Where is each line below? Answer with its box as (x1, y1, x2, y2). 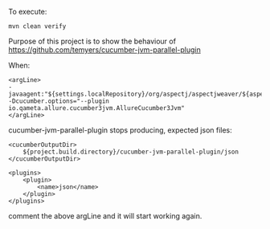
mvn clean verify (8, 22, 67, 31)
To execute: (8, 7, 47, 16)
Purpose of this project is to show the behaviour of (8, 36, 177, 46)
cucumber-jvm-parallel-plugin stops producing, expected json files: (8, 125, 233, 135)
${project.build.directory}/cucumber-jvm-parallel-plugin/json (22, 148, 239, 156)
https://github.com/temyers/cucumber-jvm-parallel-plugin (8, 45, 201, 55)
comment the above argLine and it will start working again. (8, 211, 202, 220)
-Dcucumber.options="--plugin (8, 97, 110, 105)
